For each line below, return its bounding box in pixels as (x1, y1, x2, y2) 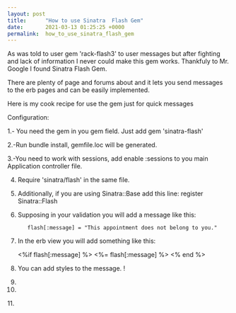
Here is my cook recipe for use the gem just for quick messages (7, 100, 194, 108)
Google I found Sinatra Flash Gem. (7, 64, 107, 73)
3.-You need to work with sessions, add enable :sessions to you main (7, 154, 208, 163)
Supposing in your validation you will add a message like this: (17, 210, 196, 220)
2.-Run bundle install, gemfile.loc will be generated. (7, 141, 158, 149)
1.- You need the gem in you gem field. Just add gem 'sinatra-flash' (7, 127, 203, 135)
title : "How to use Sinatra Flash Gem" (7, 17, 143, 24)
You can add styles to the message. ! (17, 264, 126, 273)
